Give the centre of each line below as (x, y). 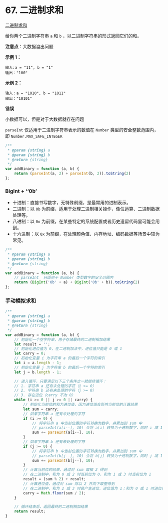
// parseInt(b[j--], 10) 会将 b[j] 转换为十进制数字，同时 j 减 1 (97, 456)
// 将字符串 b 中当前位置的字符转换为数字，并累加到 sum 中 (87, 451)
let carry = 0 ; (30, 354)
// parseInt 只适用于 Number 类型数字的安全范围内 (64, 278)
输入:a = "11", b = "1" (29, 67)
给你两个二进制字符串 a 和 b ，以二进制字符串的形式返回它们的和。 (73, 36)
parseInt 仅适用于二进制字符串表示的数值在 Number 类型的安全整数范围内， (82, 130)
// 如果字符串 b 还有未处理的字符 (54, 442)
